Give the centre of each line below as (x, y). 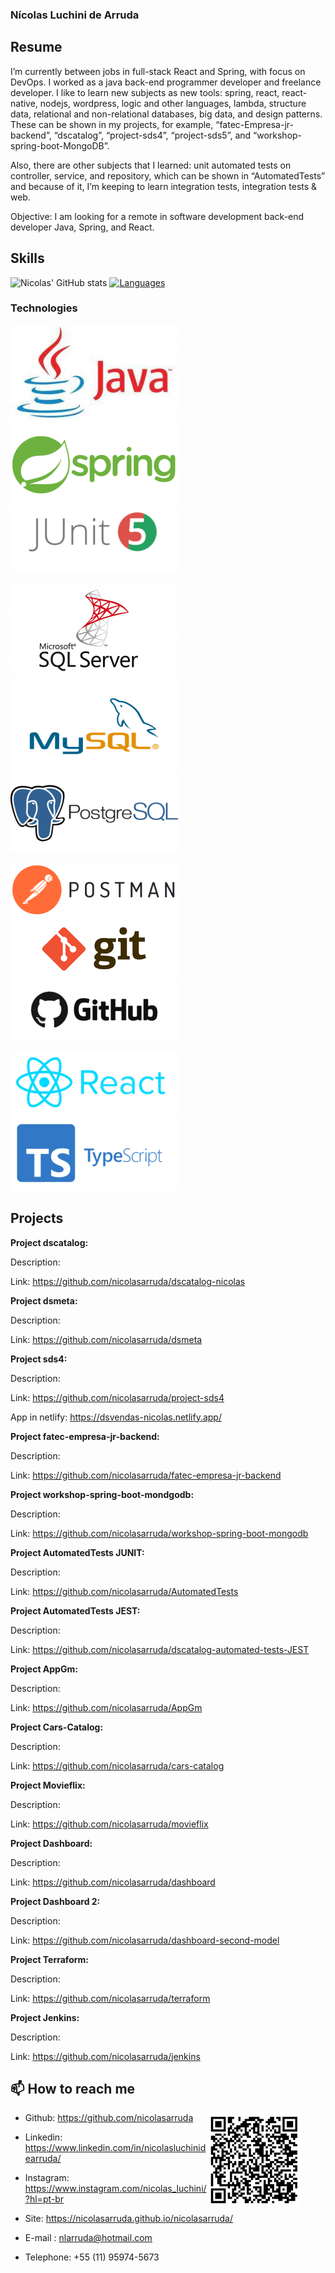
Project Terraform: (49, 1959)
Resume (36, 47)
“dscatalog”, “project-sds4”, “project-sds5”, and (152, 135)
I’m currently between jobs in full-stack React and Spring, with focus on (158, 71)
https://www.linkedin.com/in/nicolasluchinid (115, 2148)
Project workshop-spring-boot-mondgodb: (102, 1494)
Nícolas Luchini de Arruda (75, 15)
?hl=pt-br (44, 2199)
